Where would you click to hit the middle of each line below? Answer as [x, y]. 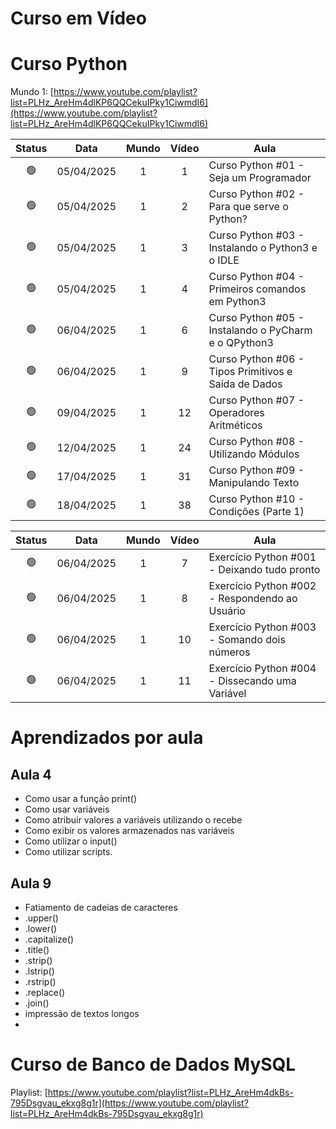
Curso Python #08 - [256, 442]
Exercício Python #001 [262, 557]
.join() [37, 1003]
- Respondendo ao [253, 599]
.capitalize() [49, 939]
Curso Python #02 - [256, 194]
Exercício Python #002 [262, 586]
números [229, 652]
